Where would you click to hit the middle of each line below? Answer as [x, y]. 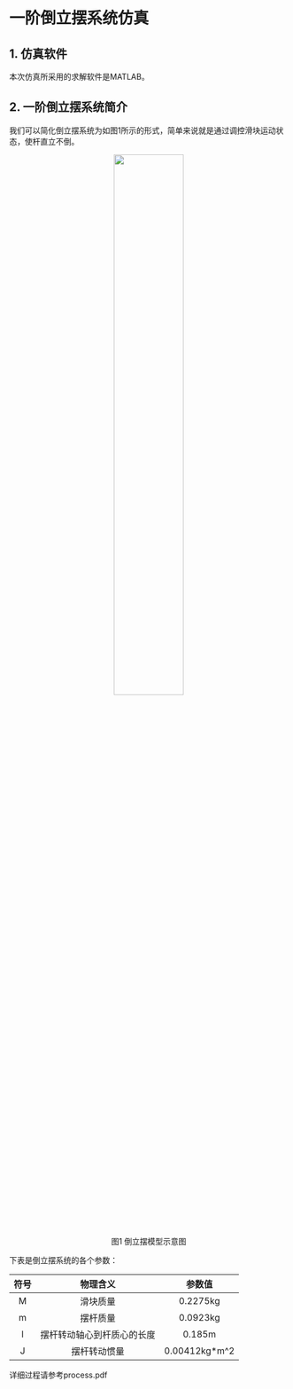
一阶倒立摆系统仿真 [79, 18]
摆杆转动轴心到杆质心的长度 [98, 1334]
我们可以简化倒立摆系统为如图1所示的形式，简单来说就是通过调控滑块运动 [143, 130]
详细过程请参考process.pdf [58, 1375]
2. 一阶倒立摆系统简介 [69, 107]
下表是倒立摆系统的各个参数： [63, 1260]
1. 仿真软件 [39, 54]
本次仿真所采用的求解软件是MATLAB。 [79, 77]
